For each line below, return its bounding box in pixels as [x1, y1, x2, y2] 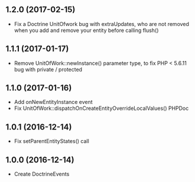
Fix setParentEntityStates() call [14, 138, 89, 145]
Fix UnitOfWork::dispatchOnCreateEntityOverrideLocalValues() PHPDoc [14, 105, 189, 112]
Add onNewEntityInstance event [14, 99, 93, 106]
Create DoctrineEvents [14, 171, 70, 178]
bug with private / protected [14, 66, 83, 73]
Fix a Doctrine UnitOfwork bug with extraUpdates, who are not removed [14, 20, 190, 27]
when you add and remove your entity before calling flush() [14, 27, 159, 34]
